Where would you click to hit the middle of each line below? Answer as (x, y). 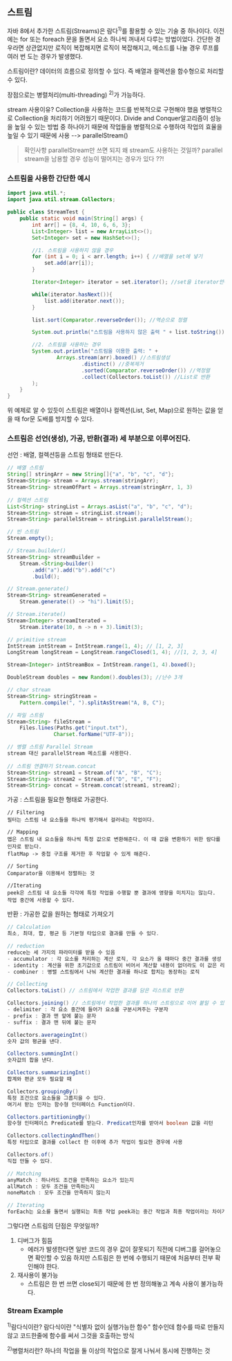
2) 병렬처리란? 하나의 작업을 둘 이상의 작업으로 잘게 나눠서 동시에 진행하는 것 (109, 1350)
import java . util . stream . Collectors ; (61, 200)
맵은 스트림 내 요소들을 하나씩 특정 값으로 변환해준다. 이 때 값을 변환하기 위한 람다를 (114, 839)
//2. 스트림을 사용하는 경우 (67, 345)
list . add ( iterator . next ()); (85, 301)
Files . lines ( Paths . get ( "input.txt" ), (74, 728)
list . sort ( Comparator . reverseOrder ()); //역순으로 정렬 (110, 320)
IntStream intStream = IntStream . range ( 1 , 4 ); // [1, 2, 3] (96, 646)
